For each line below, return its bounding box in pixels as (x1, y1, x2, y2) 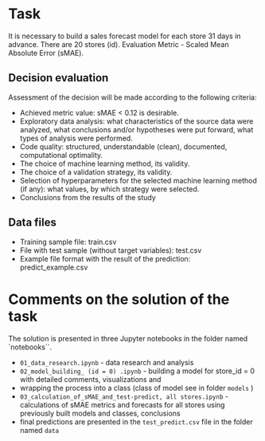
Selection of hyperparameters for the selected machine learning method (19, 175, 257, 185)
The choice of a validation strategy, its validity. (19, 167, 173, 176)
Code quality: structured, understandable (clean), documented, (19, 141, 228, 152)
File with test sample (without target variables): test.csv (19, 245, 202, 255)
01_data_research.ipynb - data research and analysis (19, 357, 194, 367)
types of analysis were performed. (19, 133, 133, 143)
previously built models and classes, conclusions (19, 408, 181, 418)
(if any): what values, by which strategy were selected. (19, 184, 200, 194)
